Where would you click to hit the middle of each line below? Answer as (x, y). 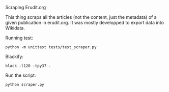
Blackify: (15, 56)
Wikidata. (15, 28)
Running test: (19, 38)
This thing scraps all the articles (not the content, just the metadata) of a (81, 17)
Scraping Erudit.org (26, 7)
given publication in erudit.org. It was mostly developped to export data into (85, 23)
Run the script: (21, 75)
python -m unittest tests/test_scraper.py (51, 47)
